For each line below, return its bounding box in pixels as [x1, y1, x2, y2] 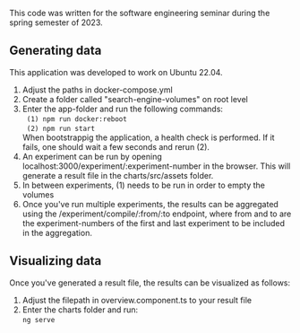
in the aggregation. [21, 227, 92, 238]
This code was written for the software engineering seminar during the [9, 8, 270, 18]
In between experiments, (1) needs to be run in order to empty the [21, 180, 266, 190]
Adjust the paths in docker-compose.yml [21, 84, 173, 95]
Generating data [9, 43, 102, 58]
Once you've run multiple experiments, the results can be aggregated [21, 198, 279, 209]
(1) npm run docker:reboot [26, 114, 127, 124]
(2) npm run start [26, 124, 96, 133]
